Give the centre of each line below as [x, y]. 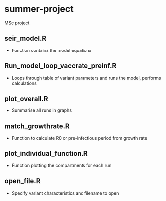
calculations [24, 83]
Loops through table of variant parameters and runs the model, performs [86, 78]
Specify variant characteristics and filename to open [65, 193]
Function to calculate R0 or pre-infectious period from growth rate [80, 138]
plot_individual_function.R [46, 154]
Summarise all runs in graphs [42, 110]
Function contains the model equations [52, 50]
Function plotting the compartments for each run [62, 165]
